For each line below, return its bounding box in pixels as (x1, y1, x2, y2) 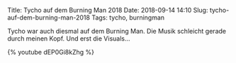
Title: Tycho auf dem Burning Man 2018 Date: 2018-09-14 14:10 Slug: (7, 6, 208, 14)
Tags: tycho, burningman (91, 13, 165, 22)
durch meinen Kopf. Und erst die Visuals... (7, 34, 130, 43)
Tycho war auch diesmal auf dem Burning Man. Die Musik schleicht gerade (7, 27, 227, 35)
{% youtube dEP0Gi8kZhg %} (7, 48, 94, 56)
